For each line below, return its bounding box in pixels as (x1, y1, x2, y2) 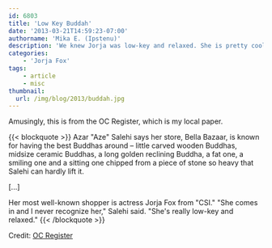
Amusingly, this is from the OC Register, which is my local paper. (8, 116, 223, 126)
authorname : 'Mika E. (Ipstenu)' (8, 34, 121, 43)
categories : (8, 49, 49, 57)
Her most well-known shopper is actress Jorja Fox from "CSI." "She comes (8, 198, 258, 208)
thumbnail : (8, 86, 45, 95)
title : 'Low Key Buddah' (8, 19, 92, 27)
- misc (23, 79, 45, 87)
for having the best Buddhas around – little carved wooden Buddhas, (8, 141, 237, 150)
